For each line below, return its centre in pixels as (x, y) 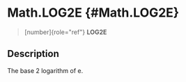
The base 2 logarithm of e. (45, 70)
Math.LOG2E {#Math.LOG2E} (93, 13)
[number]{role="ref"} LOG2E (65, 32)
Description (33, 54)
